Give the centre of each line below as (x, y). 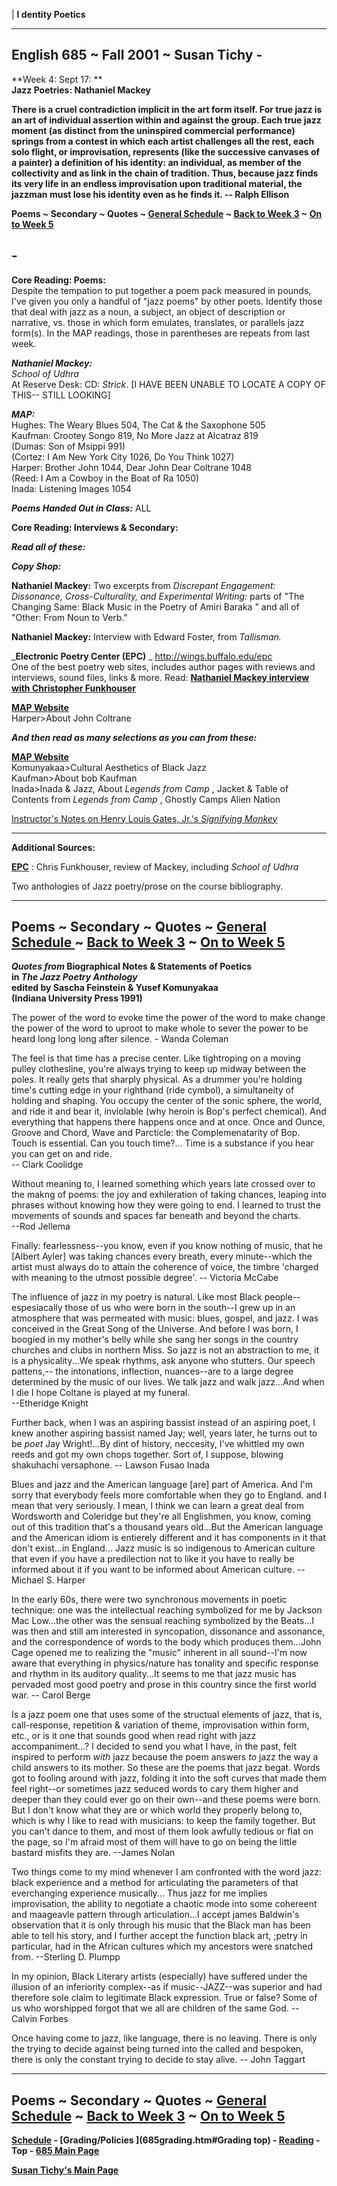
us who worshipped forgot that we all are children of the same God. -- (155, 2008)
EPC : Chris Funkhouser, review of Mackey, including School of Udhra (155, 866)
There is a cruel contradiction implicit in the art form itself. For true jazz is (167, 109)
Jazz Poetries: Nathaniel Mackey (81, 90)
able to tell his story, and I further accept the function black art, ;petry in (159, 1936)
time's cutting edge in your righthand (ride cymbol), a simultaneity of (153, 1090)
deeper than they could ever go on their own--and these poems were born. (166, 1800)
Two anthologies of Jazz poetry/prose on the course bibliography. (147, 886)
